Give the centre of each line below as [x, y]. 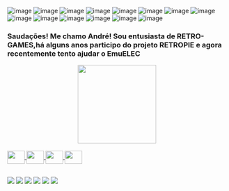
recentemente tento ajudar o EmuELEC [74, 54]
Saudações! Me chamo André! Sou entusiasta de [91, 36]
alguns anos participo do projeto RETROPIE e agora [134, 45]
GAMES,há [26, 45]
